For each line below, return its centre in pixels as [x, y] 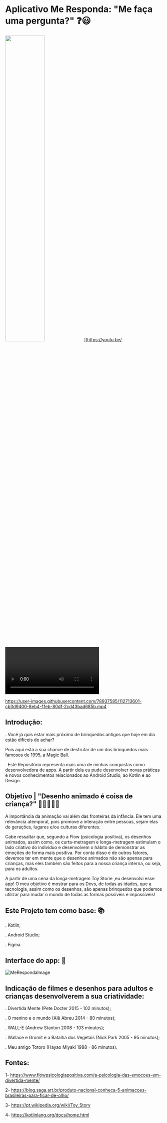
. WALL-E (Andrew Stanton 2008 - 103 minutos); [55, 1028]
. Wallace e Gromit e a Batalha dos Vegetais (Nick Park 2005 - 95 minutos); [82, 1037]
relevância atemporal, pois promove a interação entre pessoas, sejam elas [82, 821]
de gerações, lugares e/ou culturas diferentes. [53, 827]
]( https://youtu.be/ [103, 339]
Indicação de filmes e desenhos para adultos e [79, 988]
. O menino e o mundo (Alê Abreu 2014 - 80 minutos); [60, 1018]
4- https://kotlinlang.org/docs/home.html [47, 1114]
